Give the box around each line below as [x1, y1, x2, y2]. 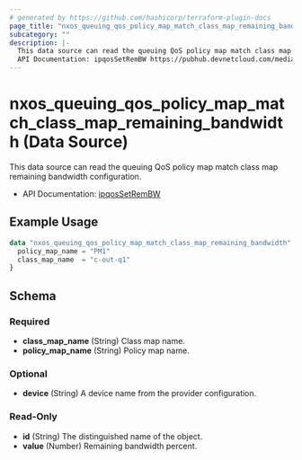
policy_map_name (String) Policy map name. [22, 345, 191, 356]
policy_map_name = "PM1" [17, 246, 111, 256]
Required [9, 315, 50, 328]
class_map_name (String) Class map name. [22, 335, 186, 346]
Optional [9, 367, 48, 380]
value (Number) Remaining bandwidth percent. [22, 440, 198, 451]
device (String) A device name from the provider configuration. [22, 388, 257, 399]
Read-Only [9, 411, 58, 423]
